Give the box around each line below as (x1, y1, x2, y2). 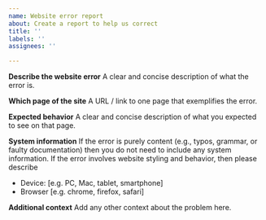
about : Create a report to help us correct (8, 20, 159, 28)
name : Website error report (8, 11, 104, 20)
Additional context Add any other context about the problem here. (8, 203, 232, 213)
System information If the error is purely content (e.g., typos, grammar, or (8, 136, 258, 147)
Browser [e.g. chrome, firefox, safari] (20, 187, 145, 196)
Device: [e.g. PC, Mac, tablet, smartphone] (20, 178, 164, 188)
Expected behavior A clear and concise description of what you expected (8, 112, 257, 122)
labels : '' (8, 34, 46, 43)
